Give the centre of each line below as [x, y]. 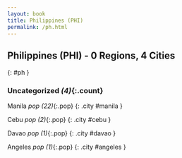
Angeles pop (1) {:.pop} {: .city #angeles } [67, 147]
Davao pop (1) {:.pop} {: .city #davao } [62, 133]
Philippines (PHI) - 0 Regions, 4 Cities [91, 55]
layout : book [26, 14]
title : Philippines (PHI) [45, 20]
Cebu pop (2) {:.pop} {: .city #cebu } [59, 120]
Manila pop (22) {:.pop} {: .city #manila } [65, 106]
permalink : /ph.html [38, 27]
